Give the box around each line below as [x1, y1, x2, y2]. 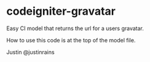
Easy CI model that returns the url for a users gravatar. [6, 25, 144, 32]
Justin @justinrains [6, 48, 55, 56]
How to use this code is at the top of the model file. [6, 36, 136, 44]
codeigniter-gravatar [6, 4, 116, 18]
